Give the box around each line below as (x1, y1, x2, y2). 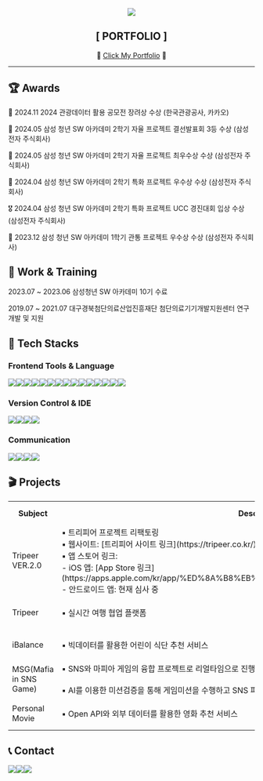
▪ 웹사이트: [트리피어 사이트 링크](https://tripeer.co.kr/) (61, 539, 257, 550)
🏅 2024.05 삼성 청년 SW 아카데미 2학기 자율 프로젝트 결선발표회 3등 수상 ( (8, 124, 236, 133)
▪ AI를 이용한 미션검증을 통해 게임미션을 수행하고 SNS (61, 685, 249, 696)
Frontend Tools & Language (8, 360, 115, 371)
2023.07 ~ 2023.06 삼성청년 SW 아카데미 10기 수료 (8, 287, 168, 296)
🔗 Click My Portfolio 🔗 (96, 50, 167, 60)
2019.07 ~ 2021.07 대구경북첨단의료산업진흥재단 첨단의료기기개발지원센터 (8, 303, 236, 313)
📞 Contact (8, 744, 55, 757)
